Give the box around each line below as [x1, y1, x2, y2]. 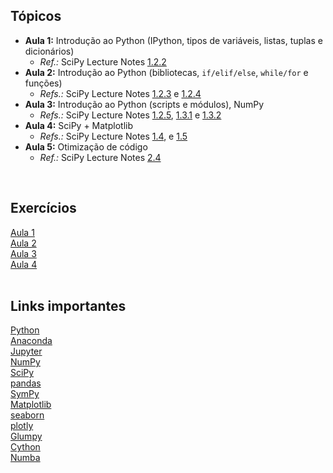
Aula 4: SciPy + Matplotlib [24, 119, 133, 131]
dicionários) [24, 45, 75, 57]
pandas [10, 377, 42, 389]
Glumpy [10, 430, 43, 443]
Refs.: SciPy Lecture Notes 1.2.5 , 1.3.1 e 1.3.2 [39, 109, 222, 121]
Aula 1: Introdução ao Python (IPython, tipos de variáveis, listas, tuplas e [24, 34, 323, 46]
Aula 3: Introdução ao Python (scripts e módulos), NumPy [24, 98, 265, 110]
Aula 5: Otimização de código [24, 140, 148, 153]
